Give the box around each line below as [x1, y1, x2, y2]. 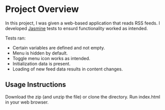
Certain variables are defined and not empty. [12, 44, 105, 50]
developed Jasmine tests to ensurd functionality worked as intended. [5, 25, 148, 31]
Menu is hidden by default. [12, 50, 68, 56]
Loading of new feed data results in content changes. [12, 66, 123, 72]
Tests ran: [5, 35, 26, 41]
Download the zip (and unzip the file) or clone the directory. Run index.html [5, 93, 160, 99]
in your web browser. [5, 99, 49, 105]
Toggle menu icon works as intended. [12, 55, 90, 61]
